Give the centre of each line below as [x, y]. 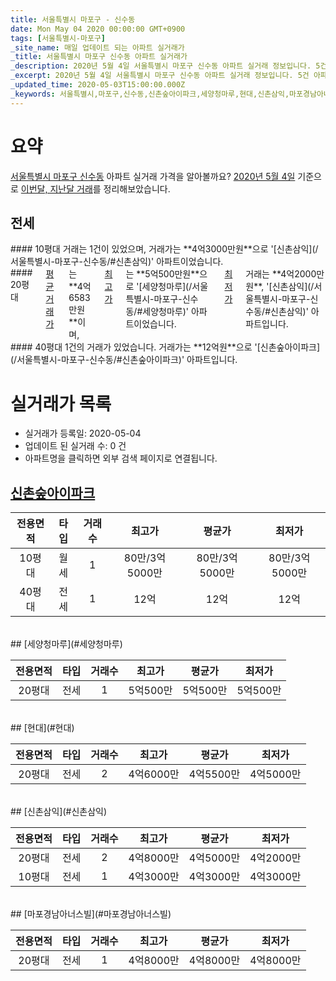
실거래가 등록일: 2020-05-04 [83, 433]
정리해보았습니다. [137, 188]
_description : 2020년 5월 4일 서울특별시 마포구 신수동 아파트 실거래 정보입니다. [161, 66]
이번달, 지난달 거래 [56, 188]
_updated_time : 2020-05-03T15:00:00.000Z [98, 85]
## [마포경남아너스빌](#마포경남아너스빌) [91, 914]
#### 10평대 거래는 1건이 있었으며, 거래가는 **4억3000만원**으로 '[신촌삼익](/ [164, 249]
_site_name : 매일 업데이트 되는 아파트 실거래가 [97, 47]
